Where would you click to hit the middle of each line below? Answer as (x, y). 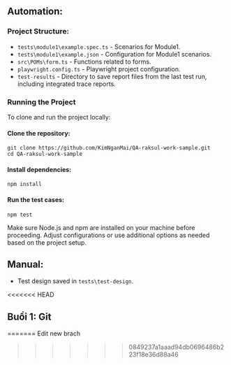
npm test (20, 215)
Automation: (35, 12)
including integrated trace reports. (67, 84)
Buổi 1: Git (29, 316)
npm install (24, 185)
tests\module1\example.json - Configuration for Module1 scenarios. (114, 54)
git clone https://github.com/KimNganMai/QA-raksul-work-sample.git (109, 148)
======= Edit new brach (44, 334)
